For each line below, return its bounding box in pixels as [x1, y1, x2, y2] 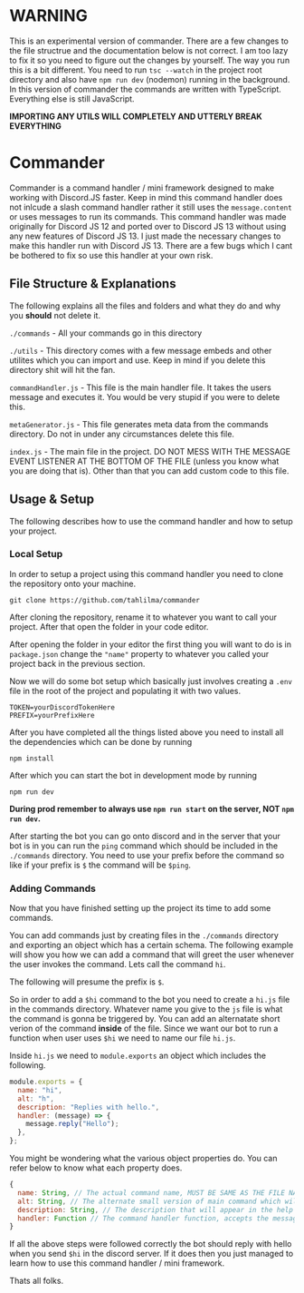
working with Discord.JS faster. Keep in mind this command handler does [9, 191, 283, 202]
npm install [9, 754, 54, 763]
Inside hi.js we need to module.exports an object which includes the [9, 1050, 267, 1062]
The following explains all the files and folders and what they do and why [9, 300, 281, 311]
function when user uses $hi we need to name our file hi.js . [9, 1033, 236, 1043]
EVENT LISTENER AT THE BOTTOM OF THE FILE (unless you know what [9, 455, 280, 466]
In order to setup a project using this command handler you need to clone [9, 568, 283, 579]
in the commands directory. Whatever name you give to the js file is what [9, 1004, 283, 1014]
